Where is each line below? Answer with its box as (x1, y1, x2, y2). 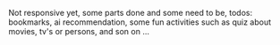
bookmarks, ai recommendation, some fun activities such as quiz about (8, 17, 272, 27)
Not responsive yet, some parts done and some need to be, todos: (8, 8, 252, 18)
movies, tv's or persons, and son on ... (8, 26, 149, 36)
